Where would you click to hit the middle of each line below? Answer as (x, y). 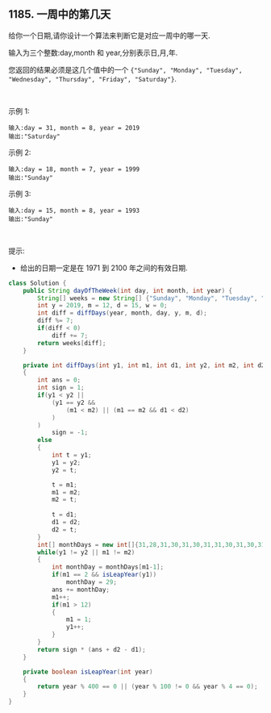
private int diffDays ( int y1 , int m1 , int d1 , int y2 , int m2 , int (139, 365)
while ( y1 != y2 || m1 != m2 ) (86, 552)
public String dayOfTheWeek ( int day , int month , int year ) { (128, 290)
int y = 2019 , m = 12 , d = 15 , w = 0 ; (102, 306)
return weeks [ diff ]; (72, 343)
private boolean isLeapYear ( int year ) (88, 672)
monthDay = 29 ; (91, 582)
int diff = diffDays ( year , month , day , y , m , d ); (122, 313)
